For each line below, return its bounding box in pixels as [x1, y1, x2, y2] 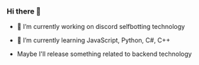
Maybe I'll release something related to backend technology [16, 49, 192, 59]
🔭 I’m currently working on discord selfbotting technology [16, 23, 186, 31]
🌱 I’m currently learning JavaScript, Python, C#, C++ [16, 36, 171, 45]
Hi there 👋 [6, 6, 42, 16]
